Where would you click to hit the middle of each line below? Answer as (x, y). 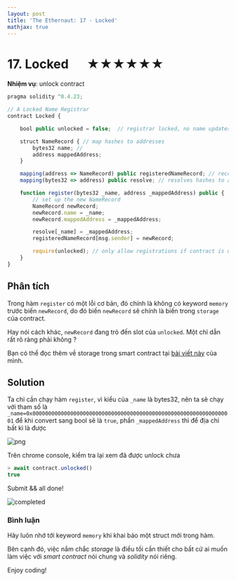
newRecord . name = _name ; (69, 213)
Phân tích (28, 286)
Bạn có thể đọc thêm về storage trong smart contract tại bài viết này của (112, 353)
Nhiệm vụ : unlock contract (46, 84)
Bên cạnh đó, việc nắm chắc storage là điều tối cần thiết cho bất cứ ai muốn (118, 549)
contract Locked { (34, 116)
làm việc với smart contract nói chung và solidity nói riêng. (92, 556)
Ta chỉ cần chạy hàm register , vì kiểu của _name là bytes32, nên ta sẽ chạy (116, 399)
